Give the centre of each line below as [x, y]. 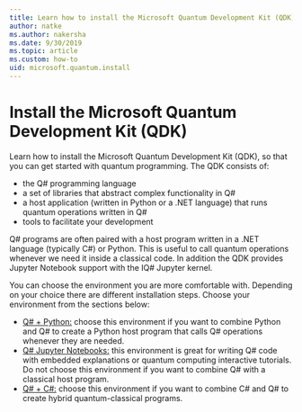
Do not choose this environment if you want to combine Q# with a [144, 369]
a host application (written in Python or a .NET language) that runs [145, 202]
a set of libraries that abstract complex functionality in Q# [129, 193]
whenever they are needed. [73, 340]
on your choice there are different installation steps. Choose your [129, 294]
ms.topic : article [44, 51]
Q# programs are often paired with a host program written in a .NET [134, 238]
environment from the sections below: [80, 304]
